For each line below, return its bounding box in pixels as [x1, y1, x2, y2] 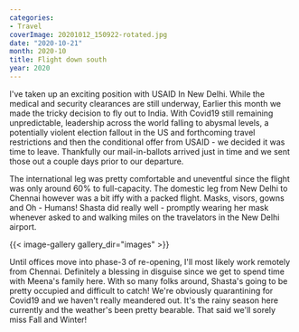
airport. [9, 221, 37, 232]
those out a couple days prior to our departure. [9, 156, 184, 166]
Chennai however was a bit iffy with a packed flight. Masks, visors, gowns [9, 192, 285, 204]
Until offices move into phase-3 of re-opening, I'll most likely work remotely [9, 256, 291, 267]
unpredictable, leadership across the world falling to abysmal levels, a [9, 117, 269, 128]
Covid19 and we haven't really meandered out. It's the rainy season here [9, 295, 278, 306]
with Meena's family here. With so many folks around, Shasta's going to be [9, 275, 288, 286]
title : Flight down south [9, 55, 107, 64]
